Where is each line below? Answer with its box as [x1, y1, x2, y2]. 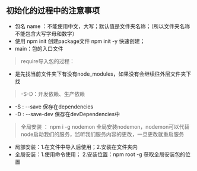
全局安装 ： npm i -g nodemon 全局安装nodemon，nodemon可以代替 [20, 123, 190, 130]
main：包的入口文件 [14, 45, 63, 52]
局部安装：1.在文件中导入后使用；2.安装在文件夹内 [14, 143, 138, 150]
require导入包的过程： [20, 57, 75, 64]
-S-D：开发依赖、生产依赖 [20, 90, 85, 97]
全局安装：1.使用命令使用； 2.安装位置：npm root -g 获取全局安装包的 [14, 151, 186, 158]
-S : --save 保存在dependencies [14, 103, 94, 110]
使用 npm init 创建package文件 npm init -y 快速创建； [14, 38, 145, 45]
